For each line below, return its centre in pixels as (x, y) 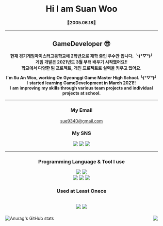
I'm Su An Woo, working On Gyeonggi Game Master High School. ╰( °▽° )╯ (81, 78)
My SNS (81, 133)
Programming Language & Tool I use (81, 162)
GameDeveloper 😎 (81, 44)
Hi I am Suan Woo (81, 9)
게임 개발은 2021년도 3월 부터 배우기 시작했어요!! (81, 62)
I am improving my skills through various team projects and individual (81, 88)
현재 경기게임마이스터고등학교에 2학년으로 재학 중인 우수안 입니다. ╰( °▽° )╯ (81, 56)
